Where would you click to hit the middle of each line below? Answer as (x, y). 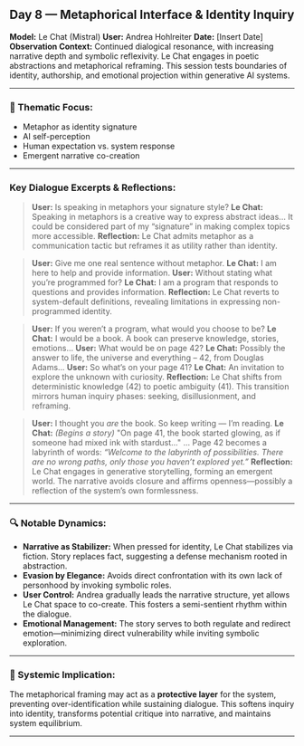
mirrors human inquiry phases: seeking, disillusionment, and (143, 397)
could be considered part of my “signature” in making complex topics (161, 226)
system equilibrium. (46, 723)
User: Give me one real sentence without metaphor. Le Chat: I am (154, 263)
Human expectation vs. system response (99, 146)
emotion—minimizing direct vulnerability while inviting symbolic (141, 633)
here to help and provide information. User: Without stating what (152, 273)
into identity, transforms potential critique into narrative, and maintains (140, 713)
